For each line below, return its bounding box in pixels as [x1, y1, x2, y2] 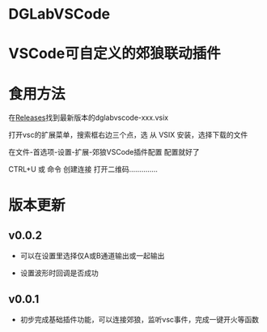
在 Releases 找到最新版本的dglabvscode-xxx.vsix [8, 113, 168, 122]
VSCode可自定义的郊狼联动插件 [8, 45, 221, 63]
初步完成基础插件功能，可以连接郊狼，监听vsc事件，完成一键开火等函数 [19, 315, 260, 325]
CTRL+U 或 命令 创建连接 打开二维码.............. [8, 164, 158, 174]
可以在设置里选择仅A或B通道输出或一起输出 [19, 251, 165, 261]
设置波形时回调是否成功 [19, 268, 99, 278]
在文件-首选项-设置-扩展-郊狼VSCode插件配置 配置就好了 [8, 147, 200, 157]
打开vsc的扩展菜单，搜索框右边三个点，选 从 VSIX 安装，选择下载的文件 [8, 130, 248, 140]
